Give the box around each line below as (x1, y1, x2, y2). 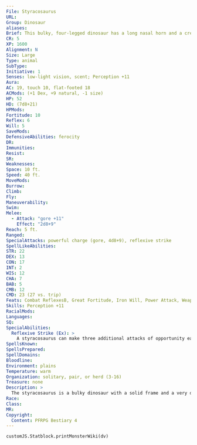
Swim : (6, 205, 19, 211)
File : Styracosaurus (6, 8, 57, 15)
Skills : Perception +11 (6, 303, 64, 309)
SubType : (6, 63, 28, 69)
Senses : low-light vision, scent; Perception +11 (6, 74, 130, 80)
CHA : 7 (6, 276, 22, 281)
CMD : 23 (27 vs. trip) (6, 292, 62, 298)
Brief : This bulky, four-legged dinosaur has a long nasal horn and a (6, 30, 182, 36)
